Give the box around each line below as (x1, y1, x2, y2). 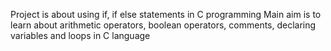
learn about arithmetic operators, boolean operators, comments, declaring (10, 19, 317, 31)
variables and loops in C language (10, 30, 151, 41)
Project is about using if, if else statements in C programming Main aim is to (10, 9, 322, 20)
